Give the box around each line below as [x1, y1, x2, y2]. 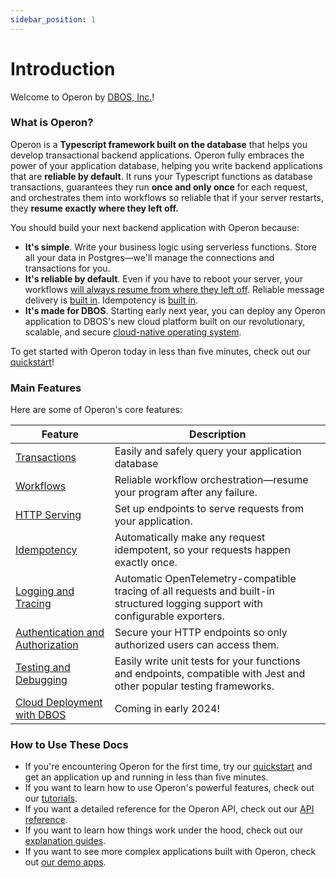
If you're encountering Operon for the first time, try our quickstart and [24, 761, 313, 773]
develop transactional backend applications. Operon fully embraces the [10, 149, 305, 161]
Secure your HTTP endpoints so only [114, 626, 288, 640]
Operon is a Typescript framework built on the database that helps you [10, 138, 308, 150]
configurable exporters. [114, 609, 225, 623]
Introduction [10, 57, 116, 80]
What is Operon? [10, 116, 94, 130]
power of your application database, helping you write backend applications [10, 159, 323, 171]
